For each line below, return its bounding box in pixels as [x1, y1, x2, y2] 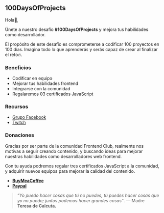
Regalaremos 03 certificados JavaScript [12, 91, 94, 97]
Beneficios [5, 64, 31, 71]
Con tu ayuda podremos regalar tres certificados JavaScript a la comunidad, [5, 163, 160, 169]
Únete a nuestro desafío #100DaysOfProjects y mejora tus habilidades [5, 27, 148, 32]
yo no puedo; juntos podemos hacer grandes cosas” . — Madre [17, 197, 145, 203]
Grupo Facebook [12, 114, 47, 120]
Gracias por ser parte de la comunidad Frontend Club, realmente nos [5, 143, 144, 149]
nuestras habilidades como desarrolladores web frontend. [5, 153, 122, 159]
